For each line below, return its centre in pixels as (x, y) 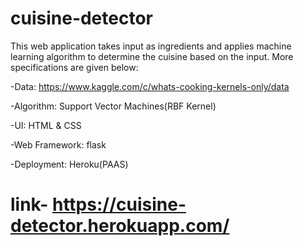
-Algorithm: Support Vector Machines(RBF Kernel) (113, 106)
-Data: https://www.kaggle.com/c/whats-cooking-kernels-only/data (150, 86)
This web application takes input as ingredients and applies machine (151, 46)
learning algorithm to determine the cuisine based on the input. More (152, 56)
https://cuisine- (119, 204)
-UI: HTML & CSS (46, 125)
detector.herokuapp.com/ (120, 226)
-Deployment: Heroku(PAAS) (69, 164)
